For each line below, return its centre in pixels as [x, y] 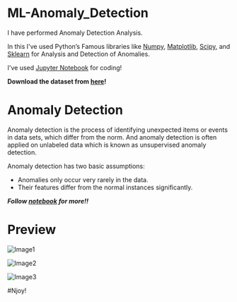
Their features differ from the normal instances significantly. [105, 187]
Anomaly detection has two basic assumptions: [76, 166]
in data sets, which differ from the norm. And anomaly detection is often [112, 137]
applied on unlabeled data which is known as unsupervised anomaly [107, 145]
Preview [32, 230]
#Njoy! [17, 290]
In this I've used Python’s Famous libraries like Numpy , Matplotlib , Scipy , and [119, 46]
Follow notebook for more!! [48, 201]
